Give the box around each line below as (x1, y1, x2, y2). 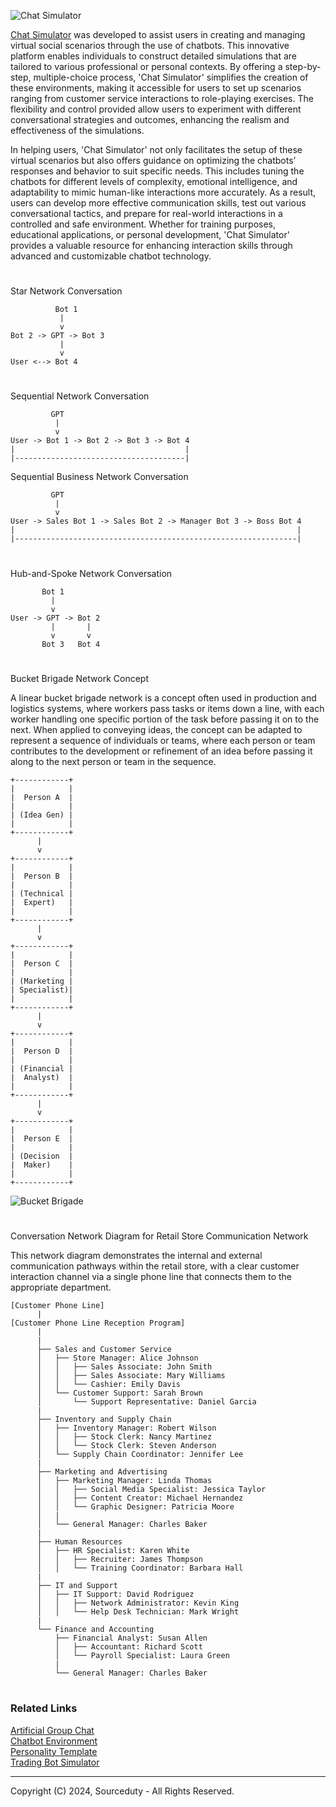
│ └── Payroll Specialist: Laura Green (54, 1650, 230, 1660)
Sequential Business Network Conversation (10, 471, 189, 483)
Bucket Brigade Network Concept (10, 672, 149, 684)
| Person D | (10, 1046, 74, 1056)
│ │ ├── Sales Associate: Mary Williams (36, 1370, 226, 1380)
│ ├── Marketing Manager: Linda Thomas (36, 1475, 213, 1485)
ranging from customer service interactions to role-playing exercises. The (10, 93, 314, 104)
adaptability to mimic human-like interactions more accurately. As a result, (10, 186, 317, 198)
